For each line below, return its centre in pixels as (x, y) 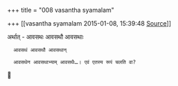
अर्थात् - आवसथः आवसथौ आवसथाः (46, 37)
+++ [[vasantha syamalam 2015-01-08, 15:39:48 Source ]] (89, 23)
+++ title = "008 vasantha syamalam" (61, 10)
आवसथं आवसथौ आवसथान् (40, 50)
